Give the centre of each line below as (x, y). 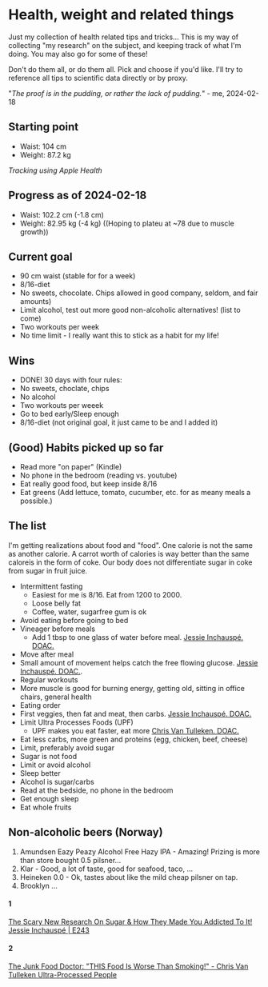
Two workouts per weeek (62, 406)
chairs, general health (56, 697)
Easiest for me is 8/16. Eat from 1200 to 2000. (107, 594)
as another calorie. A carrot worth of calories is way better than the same (129, 553)
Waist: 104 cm (43, 146)
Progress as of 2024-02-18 (78, 196)
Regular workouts (49, 679)
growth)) (34, 232)
